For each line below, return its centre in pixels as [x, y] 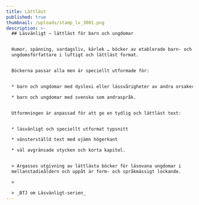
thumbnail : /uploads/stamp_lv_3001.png [55, 22]
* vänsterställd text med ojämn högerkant [65, 139]
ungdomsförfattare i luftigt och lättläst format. [75, 55]
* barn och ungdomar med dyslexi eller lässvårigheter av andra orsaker [103, 86]
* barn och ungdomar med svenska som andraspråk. [74, 97]
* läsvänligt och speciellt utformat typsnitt [70, 129]
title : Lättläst [26, 12]
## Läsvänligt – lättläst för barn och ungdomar [73, 34]
